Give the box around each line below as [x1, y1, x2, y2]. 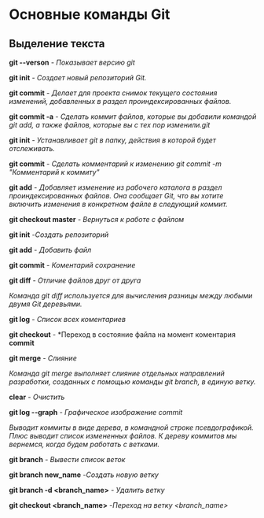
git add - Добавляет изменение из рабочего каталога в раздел [9, 183, 222, 192]
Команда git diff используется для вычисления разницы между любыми [9, 291, 253, 300]
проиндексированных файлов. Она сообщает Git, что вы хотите [9, 191, 224, 200]
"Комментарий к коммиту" [9, 168, 101, 176]
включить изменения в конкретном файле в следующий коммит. [9, 199, 228, 209]
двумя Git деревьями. [9, 299, 82, 309]
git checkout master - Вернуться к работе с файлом [9, 215, 185, 224]
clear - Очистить [9, 392, 65, 401]
